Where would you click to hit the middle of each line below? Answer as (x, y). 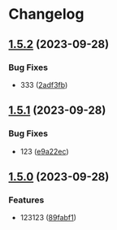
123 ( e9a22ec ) (44, 151)
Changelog (46, 14)
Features (26, 200)
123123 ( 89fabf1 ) (48, 218)
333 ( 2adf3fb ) (44, 85)
